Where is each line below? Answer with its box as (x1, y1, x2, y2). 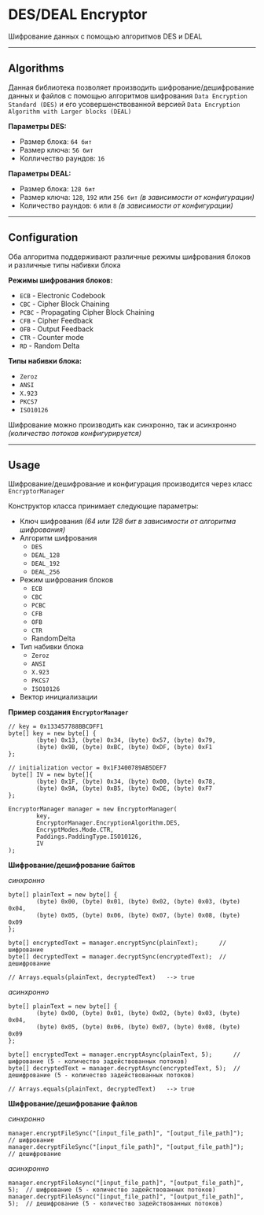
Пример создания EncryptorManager (8, 707, 129, 717)
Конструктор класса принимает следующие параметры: (8, 501, 199, 511)
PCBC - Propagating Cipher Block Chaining (19, 307, 155, 316)
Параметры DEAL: (8, 168, 71, 178)
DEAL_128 (31, 552, 60, 559)
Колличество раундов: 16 (19, 153, 105, 163)
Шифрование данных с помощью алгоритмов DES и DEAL (8, 31, 203, 41)
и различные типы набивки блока (8, 260, 121, 269)
